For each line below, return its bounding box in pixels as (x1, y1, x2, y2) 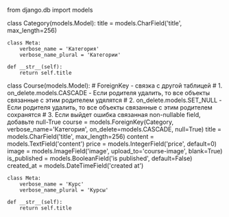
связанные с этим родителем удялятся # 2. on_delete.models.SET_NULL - (7, 96, 222, 104)
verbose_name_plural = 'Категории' (19, 51, 121, 58)
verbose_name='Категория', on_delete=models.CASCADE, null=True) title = (7, 125, 221, 133)
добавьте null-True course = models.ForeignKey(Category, (7, 118, 173, 126)
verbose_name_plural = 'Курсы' (19, 187, 109, 194)
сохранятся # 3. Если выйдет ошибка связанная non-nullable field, (7, 111, 201, 118)
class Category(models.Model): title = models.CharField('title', (7, 19, 182, 27)
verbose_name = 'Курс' (19, 181, 84, 188)
